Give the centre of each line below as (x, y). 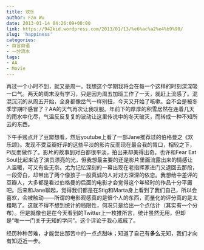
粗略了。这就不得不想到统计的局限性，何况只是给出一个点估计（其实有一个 (99, 205)
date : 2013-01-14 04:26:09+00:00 (49, 23)
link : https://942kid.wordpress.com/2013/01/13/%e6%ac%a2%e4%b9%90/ (95, 29)
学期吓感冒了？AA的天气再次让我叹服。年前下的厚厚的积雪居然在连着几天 (103, 109)
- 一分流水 (18, 52)
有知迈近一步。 (25, 241)
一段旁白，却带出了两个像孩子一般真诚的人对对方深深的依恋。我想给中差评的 (102, 175)
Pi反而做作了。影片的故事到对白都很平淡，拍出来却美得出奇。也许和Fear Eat (101, 152)
